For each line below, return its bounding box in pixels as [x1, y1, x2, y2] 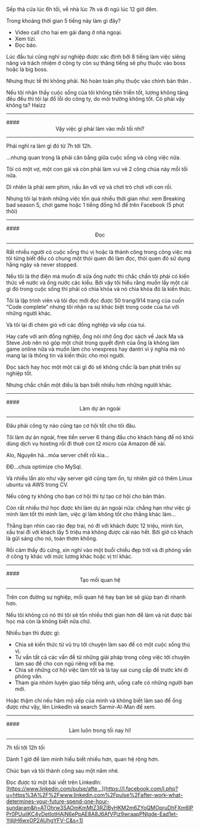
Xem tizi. [14, 35, 37, 42]
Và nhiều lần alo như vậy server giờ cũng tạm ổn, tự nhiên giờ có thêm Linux [6, 475, 193, 482]
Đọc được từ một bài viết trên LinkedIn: [6, 779, 102, 786]
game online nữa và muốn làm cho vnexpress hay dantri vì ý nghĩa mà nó [6, 345, 186, 353]
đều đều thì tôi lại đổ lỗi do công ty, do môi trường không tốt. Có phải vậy [6, 96, 185, 102]
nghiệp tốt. [6, 370, 33, 376]
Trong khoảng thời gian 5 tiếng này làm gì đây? [6, 17, 121, 24]
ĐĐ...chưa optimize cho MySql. [6, 463, 82, 470]
